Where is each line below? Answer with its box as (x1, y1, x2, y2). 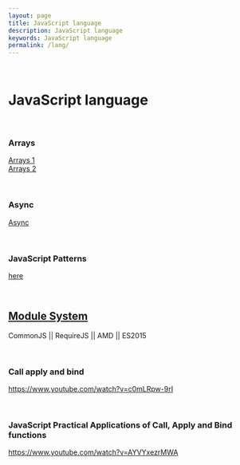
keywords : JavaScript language (8, 33, 112, 42)
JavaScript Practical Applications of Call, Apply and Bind (8, 420, 233, 431)
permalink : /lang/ (8, 41, 69, 49)
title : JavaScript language (8, 19, 102, 27)
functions (8, 429, 47, 440)
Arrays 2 (8, 164, 37, 174)
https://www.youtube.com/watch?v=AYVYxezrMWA (8, 447, 179, 457)
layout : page (8, 11, 52, 20)
